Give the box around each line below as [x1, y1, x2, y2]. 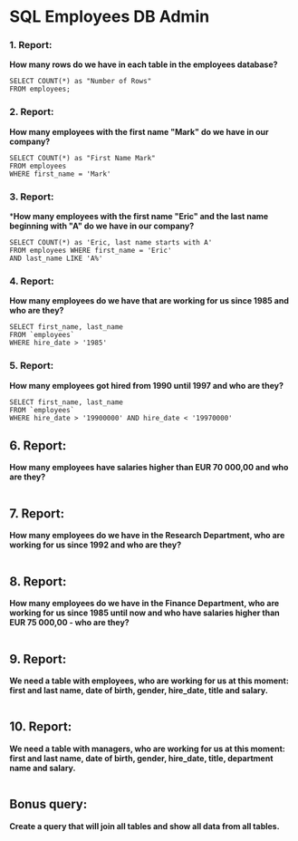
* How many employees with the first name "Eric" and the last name [9, 211, 269, 222]
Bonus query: [9, 797, 88, 812]
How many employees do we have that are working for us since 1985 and [9, 295, 290, 306]
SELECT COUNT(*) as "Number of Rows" [9, 77, 152, 86]
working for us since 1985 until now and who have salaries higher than [9, 607, 281, 618]
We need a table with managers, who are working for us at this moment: [9, 743, 285, 754]
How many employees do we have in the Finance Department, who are [9, 598, 280, 609]
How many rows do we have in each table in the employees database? [9, 59, 278, 70]
